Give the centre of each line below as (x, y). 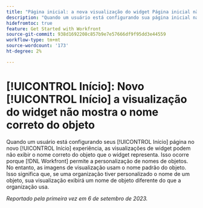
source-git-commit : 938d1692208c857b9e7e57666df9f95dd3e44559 (86, 34)
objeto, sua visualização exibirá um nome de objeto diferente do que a (94, 180)
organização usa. (28, 187)
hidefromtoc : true (29, 23)
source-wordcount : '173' (37, 46)
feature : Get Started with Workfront (54, 29)
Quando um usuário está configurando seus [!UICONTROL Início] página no (100, 141)
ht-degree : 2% (24, 51)
